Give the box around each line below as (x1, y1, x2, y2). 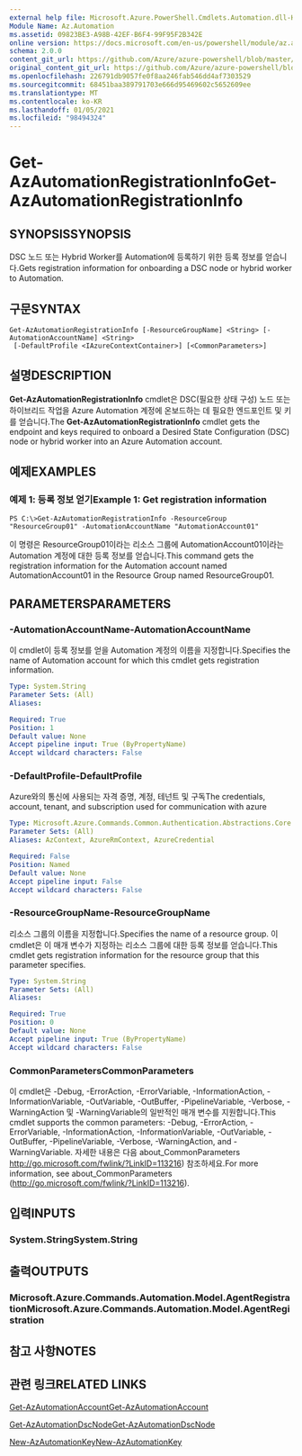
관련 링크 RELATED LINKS (9, 1377, 147, 1392)
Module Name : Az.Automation (9, 22, 115, 31)
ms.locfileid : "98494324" (9, 113, 106, 122)
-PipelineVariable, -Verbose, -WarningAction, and (49, 1136, 232, 1147)
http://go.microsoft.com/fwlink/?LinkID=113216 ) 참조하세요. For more (9, 1158, 259, 1169)
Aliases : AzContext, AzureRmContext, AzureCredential (9, 836, 216, 845)
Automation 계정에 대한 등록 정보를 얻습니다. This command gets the (9, 550, 254, 561)
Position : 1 (9, 723, 54, 732)
